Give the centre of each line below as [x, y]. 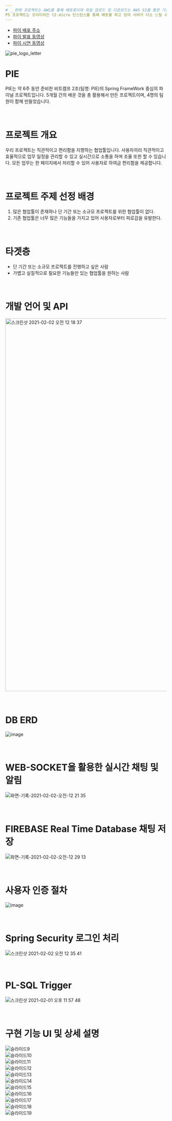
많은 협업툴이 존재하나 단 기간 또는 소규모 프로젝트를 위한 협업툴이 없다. [84, 212]
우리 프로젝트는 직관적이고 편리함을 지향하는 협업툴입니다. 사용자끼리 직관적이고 [85, 150]
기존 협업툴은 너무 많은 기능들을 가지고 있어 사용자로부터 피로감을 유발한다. [87, 218]
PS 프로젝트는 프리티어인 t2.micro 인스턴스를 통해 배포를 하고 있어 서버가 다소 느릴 [84, 15]
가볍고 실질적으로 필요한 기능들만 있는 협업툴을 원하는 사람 [71, 273]
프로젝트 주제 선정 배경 [50, 197]
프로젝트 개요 [31, 135]
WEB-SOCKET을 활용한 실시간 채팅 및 [82, 768]
